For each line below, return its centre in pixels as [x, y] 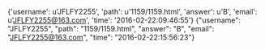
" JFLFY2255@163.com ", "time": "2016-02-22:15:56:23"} [101, 37]
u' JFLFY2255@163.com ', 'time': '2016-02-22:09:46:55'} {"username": [124, 20]
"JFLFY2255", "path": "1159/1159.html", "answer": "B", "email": [111, 29]
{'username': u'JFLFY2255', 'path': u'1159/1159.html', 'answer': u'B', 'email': [132, 12]
